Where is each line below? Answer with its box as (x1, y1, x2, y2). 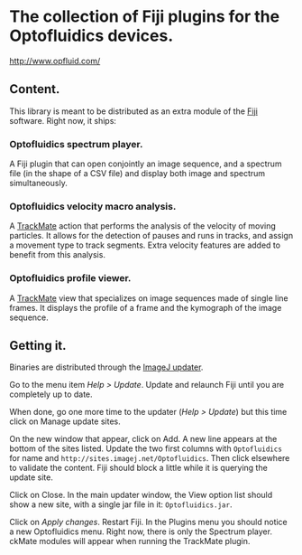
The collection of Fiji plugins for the (9, 6, 280, 27)
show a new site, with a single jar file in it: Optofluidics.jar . (9, 499, 233, 510)
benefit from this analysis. (9, 249, 106, 260)
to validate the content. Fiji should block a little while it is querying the (9, 463, 268, 474)
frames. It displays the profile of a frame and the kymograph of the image (9, 302, 282, 313)
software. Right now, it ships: (9, 115, 117, 126)
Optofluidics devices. (9, 25, 174, 46)
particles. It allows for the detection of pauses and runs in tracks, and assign (9, 230, 294, 241)
